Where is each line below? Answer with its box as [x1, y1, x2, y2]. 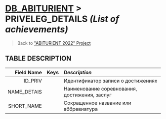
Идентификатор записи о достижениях [63, 77, 158, 84]
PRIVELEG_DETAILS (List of [5, 13, 120, 25]
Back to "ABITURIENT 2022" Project [17, 40, 91, 46]
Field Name [14, 69, 42, 76]
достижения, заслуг [63, 91, 112, 98]
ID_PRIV [23, 77, 42, 84]
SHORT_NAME [8, 102, 42, 109]
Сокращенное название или [63, 99, 131, 106]
